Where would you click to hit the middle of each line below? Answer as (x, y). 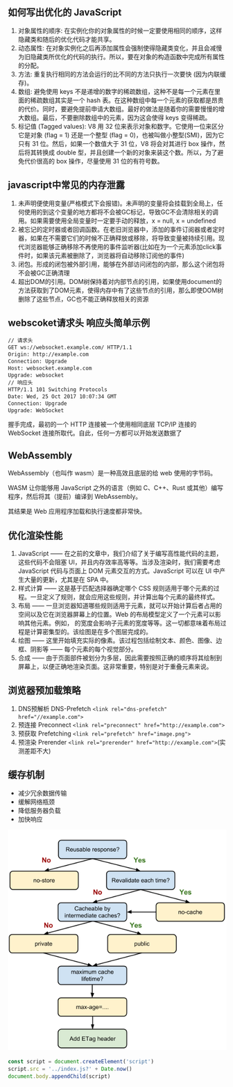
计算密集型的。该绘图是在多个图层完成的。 (91, 632)
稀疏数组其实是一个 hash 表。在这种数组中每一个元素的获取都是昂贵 (127, 100)
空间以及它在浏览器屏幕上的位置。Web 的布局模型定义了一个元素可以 (116, 614)
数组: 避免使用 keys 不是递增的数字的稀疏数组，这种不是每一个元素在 (116, 91)
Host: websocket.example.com (50, 368)
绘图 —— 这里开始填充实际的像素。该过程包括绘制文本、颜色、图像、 (117, 641)
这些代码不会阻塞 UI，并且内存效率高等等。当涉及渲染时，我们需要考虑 (119, 562)
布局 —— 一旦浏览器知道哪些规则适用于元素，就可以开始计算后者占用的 (120, 606)
